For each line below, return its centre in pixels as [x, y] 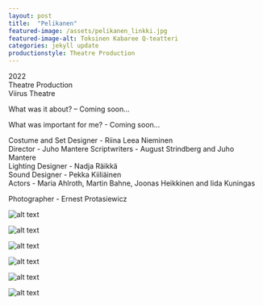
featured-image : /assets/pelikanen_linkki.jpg [88, 31]
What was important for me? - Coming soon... [84, 125]
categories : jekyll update [54, 46]
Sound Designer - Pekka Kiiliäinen [65, 175]
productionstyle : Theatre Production [72, 53]
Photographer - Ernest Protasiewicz [68, 199]
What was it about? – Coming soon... [69, 109]
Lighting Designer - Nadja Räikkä [63, 166]
